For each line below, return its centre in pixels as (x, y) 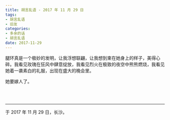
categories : (18, 29)
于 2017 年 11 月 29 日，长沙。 (36, 112)
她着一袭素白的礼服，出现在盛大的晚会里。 (50, 70)
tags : (11, 15)
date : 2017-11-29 (24, 43)
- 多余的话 (15, 33)
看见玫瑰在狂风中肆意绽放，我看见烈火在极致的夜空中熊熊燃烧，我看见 (92, 64)
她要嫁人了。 (18, 81)
